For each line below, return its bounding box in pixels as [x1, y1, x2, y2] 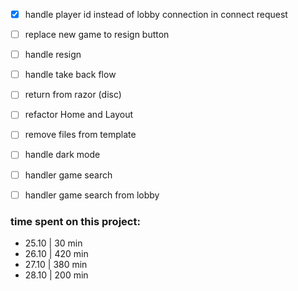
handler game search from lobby [24, 189, 160, 201]
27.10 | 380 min [24, 258, 88, 270]
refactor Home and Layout [24, 109, 134, 121]
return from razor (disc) [24, 89, 122, 101]
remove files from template [24, 129, 137, 141]
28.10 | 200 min [24, 269, 89, 281]
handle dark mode [24, 149, 101, 161]
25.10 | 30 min [24, 237, 83, 249]
